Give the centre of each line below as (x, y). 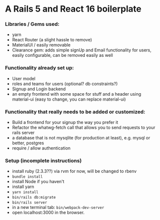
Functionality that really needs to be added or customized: (75, 112)
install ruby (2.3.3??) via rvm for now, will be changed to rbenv (74, 171)
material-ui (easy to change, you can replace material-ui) (69, 99)
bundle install (27, 177)
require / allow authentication (41, 148)
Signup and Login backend (39, 89)
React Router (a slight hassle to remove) (52, 40)
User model (24, 78)
